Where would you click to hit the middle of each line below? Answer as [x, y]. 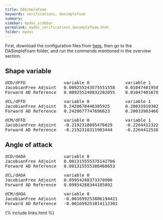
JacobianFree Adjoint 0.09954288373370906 [59, 180]
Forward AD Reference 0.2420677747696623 [57, 111]
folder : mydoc [19, 32]
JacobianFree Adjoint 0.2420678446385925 [57, 106]
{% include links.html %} [30, 213]
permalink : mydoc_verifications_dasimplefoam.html [57, 28]
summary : [14, 18]
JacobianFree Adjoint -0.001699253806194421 [61, 198]
